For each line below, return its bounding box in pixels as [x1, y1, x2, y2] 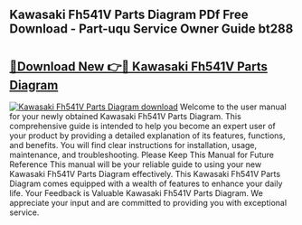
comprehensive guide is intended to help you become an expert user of [9, 121, 276, 131]
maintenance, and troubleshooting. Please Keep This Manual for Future [9, 149, 274, 160]
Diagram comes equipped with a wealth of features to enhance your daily [9, 178, 283, 189]
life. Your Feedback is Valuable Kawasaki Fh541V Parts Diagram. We [9, 188, 264, 198]
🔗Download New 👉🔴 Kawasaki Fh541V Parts [9, 59, 269, 74]
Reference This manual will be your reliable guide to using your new [9, 159, 262, 170]
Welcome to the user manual [179, 101, 287, 112]
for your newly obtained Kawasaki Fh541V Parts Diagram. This [9, 111, 241, 121]
